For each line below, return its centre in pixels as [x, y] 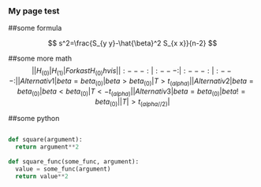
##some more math [40, 59]
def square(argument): [45, 140]
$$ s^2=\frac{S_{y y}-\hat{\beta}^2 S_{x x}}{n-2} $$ [132, 43]
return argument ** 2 [47, 147]
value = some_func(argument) [63, 169]
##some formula [35, 28]
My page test [34, 11]
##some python [34, 119]
